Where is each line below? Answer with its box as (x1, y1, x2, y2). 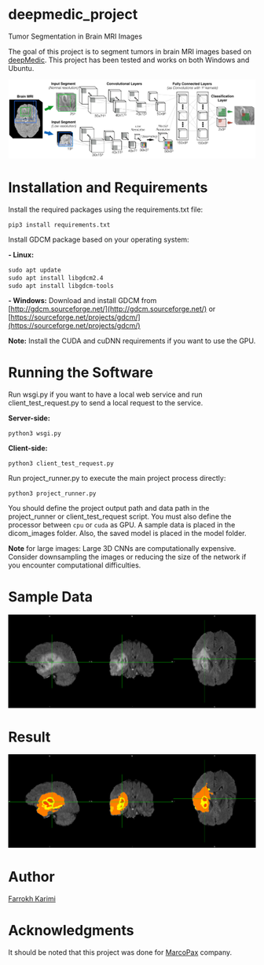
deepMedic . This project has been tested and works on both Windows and (8, 55, 250, 65)
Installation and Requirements (8, 179, 208, 197)
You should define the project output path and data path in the (8, 503, 210, 512)
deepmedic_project (8, 6, 138, 24)
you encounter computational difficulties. (8, 560, 141, 570)
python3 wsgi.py (8, 429, 61, 438)
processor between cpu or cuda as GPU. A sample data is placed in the (8, 519, 236, 529)
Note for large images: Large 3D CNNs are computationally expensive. (8, 543, 236, 553)
